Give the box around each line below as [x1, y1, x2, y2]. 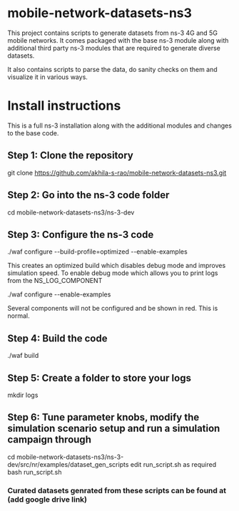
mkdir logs [7, 391, 39, 399]
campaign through [7, 433, 91, 446]
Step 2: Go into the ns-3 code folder [7, 189, 170, 201]
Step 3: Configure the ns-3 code [7, 228, 154, 240]
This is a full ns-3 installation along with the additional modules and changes [7, 121, 232, 130]
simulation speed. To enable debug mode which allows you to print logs [7, 269, 218, 277]
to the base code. [7, 128, 59, 137]
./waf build [7, 351, 39, 360]
